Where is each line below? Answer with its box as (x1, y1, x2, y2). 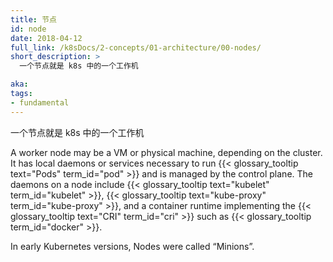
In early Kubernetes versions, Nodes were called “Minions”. (10, 240, 255, 252)
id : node (10, 24, 47, 34)
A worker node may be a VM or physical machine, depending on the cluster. (10, 146, 323, 158)
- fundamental (10, 97, 70, 108)
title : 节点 (10, 14, 57, 25)
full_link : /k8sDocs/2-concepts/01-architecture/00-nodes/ (10, 42, 262, 53)
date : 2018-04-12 (10, 33, 83, 43)
